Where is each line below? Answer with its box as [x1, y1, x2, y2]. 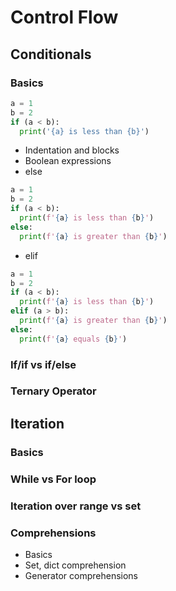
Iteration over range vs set [10, 499, 142, 513]
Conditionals [10, 46, 92, 63]
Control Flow [10, 6, 119, 29]
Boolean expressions [24, 155, 112, 167]
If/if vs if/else [10, 357, 77, 371]
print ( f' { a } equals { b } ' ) [19, 334, 128, 344]
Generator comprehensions [24, 569, 138, 581]
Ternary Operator [10, 384, 97, 398]
